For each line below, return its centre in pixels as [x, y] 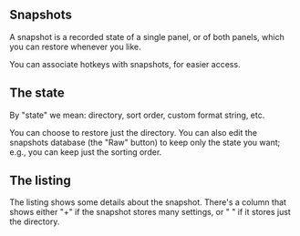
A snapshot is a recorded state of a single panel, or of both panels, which [147, 36]
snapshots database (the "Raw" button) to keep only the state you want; [145, 142]
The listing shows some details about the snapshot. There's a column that [148, 202]
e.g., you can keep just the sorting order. [86, 152]
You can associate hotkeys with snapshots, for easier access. [125, 64]
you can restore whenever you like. [75, 46]
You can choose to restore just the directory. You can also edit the [134, 132]
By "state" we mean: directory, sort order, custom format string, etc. [137, 115]
